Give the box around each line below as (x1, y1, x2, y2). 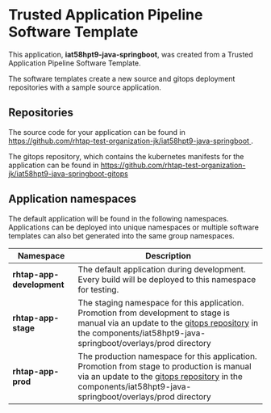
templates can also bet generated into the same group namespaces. (8, 230, 236, 240)
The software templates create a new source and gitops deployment (8, 74, 236, 83)
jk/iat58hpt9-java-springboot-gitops (8, 168, 129, 179)
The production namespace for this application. (77, 350, 257, 361)
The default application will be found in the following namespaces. (8, 213, 229, 223)
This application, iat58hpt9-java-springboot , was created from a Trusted (8, 49, 254, 59)
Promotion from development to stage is (77, 307, 230, 318)
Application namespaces (8, 192, 137, 206)
